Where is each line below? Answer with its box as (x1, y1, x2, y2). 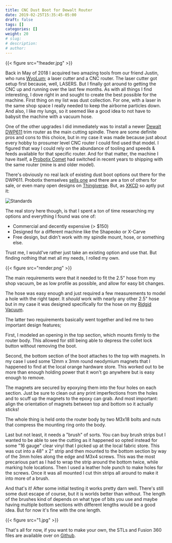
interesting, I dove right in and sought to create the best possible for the (5, 91, 157, 98)
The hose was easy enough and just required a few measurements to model (5, 290, 166, 296)
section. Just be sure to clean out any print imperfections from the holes (5, 390, 158, 396)
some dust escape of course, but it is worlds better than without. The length (5, 491, 166, 497)
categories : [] (5, 27, 38, 32)
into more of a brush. (5, 475, 50, 481)
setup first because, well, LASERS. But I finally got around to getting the (5, 81, 157, 87)
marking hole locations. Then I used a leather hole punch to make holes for (5, 464, 163, 470)
